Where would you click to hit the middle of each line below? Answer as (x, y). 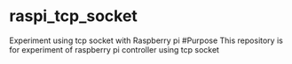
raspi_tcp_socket (73, 16)
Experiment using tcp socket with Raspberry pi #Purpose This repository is (146, 40)
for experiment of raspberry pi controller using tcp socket (114, 49)
